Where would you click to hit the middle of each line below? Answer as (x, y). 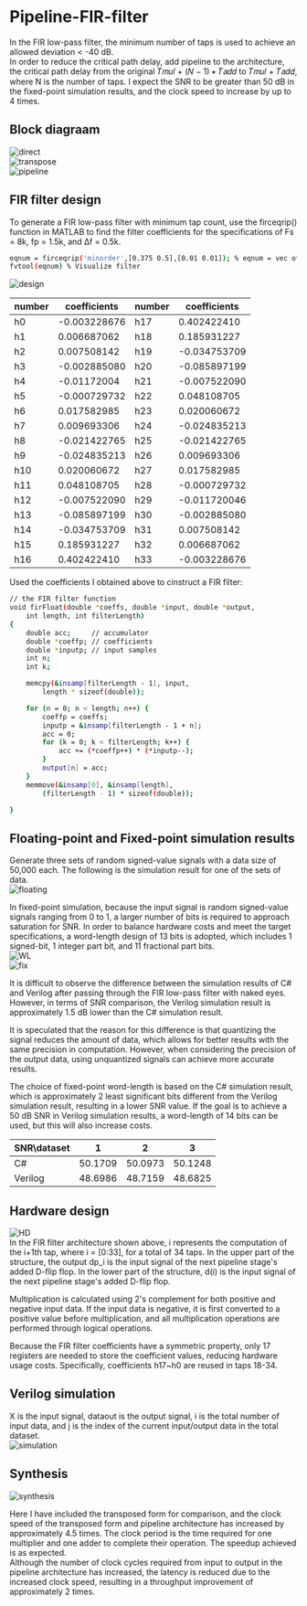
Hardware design (59, 1211)
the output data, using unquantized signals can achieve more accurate (142, 1059)
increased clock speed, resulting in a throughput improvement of (132, 1581)
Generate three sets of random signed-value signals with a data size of (143, 860)
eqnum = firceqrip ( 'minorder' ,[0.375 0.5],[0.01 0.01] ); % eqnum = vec (148, 258)
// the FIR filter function (63, 599)
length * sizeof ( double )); (94, 692)
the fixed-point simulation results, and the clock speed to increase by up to (151, 91)
